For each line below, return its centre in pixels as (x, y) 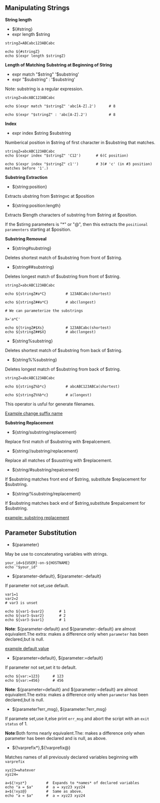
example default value (27, 648)
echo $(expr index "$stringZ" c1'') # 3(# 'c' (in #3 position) (79, 164)
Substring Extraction (26, 177)
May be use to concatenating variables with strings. (56, 554)
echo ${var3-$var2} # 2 (36, 615)
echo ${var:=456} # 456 (34, 680)
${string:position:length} (36, 205)
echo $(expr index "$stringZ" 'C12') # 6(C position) (67, 155)
